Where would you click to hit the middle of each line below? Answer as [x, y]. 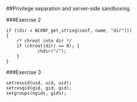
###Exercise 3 [24, 72]
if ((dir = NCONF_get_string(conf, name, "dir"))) [69, 30]
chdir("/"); [52, 51]
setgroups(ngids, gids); [36, 93]
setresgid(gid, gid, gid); [39, 88]
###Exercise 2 [23, 20]
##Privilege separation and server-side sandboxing [68, 8]
